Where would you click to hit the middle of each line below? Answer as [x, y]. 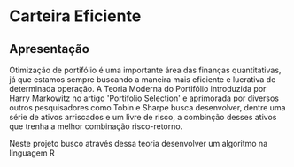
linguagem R [32, 153]
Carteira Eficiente [75, 16]
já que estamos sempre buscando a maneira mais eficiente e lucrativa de [143, 80]
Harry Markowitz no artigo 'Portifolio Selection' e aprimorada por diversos [144, 98]
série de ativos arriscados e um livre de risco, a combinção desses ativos [143, 117]
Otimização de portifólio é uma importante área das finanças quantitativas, [145, 70]
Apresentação [50, 49]
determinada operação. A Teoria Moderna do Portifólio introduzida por [138, 89]
